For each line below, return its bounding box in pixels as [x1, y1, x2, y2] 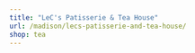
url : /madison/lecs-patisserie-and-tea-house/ [9, 22, 187, 31]
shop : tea [9, 30, 47, 39]
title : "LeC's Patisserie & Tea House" [9, 13, 159, 22]
